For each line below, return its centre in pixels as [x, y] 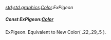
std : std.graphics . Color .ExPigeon [39, 7]
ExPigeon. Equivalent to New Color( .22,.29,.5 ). [56, 32]
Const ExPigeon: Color [30, 19]
